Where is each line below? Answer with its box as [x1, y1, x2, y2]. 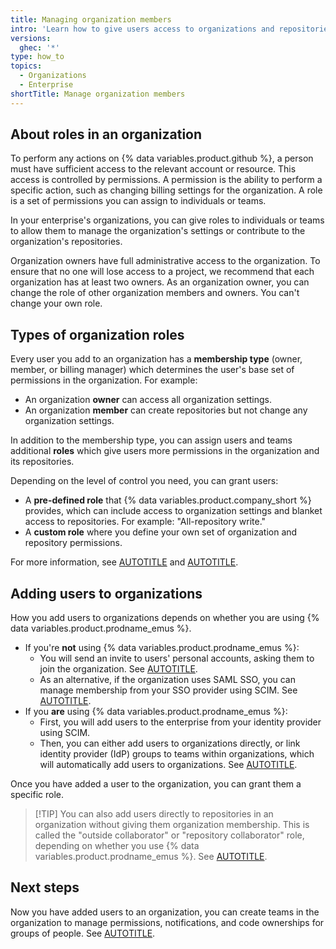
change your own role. [10, 297, 103, 310]
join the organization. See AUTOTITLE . [39, 663, 198, 675]
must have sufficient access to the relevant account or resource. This [10, 163, 297, 175]
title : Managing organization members [10, 14, 172, 25]
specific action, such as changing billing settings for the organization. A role [10, 184, 323, 196]
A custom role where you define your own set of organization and [24, 526, 298, 538]
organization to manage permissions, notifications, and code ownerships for [10, 916, 325, 928]
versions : [10, 33, 52, 43]
